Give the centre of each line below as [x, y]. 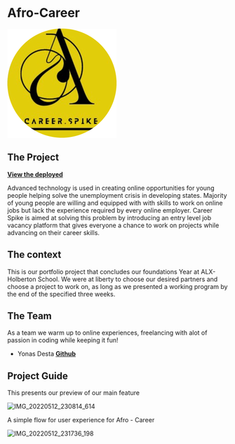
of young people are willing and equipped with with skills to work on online [115, 203]
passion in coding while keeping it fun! [63, 340]
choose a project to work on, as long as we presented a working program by [117, 286]
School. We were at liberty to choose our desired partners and [128, 279]
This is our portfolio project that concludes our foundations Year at [103, 271]
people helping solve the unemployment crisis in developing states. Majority [117, 195]
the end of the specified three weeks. [61, 294]
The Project [33, 157]
